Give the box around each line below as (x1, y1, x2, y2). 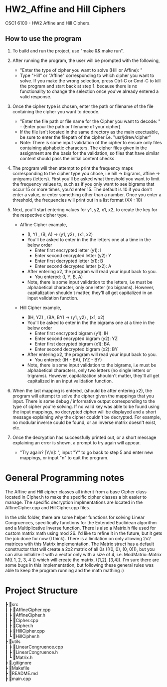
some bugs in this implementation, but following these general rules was (5, 562, 154, 568)
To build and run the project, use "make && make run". (12, 47, 124, 53)
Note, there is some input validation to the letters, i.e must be (27, 279, 153, 285)
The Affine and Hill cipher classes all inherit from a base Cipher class (5, 488, 147, 495)
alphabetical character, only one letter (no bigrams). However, (27, 284, 155, 290)
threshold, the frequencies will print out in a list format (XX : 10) (12, 197, 143, 203)
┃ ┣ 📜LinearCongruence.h (5, 649, 58, 655)
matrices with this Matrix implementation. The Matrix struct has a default (5, 541, 155, 547)
